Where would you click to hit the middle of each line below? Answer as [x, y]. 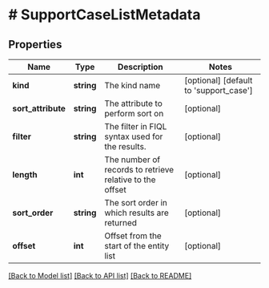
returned [120, 223]
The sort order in [136, 203]
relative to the [130, 180]
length [25, 174]
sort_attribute [39, 108]
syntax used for [133, 136]
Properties [35, 45]
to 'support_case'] [219, 90]
